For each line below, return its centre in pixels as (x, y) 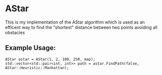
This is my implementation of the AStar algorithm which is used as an (75, 22)
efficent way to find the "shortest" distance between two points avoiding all (81, 27)
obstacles (15, 32)
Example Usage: (30, 48)
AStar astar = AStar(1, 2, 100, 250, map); (50, 59)
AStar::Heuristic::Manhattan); (37, 68)
